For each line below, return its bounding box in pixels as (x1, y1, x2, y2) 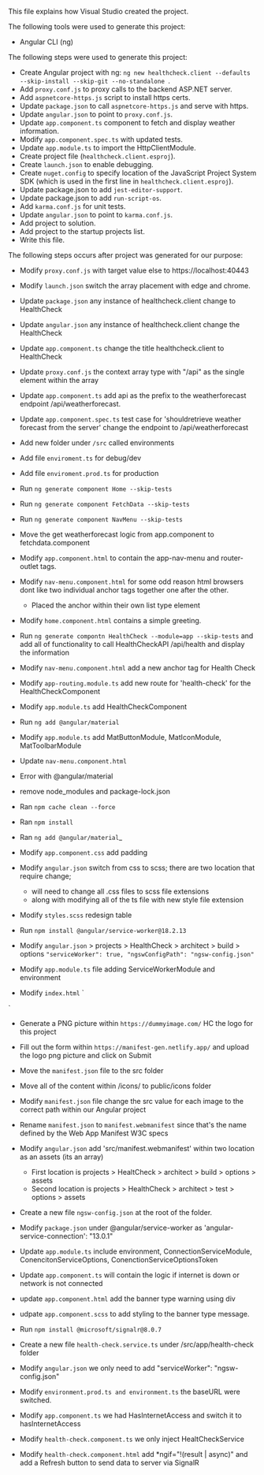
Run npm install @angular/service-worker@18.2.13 (19, 926, 187, 934)
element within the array (19, 376, 99, 385)
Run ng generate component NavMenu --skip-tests (19, 515, 183, 523)
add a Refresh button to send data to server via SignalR (19, 1458, 199, 1467)
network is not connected (19, 1279, 103, 1287)
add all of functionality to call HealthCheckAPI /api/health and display (19, 640, 245, 648)
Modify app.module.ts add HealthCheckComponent (19, 702, 188, 711)
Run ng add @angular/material (19, 717, 120, 726)
